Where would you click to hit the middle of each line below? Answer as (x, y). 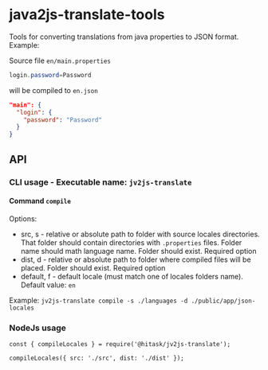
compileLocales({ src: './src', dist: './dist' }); (97, 358)
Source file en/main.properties (60, 60)
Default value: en (48, 285)
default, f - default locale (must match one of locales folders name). (132, 276)
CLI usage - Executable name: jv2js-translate (100, 182)
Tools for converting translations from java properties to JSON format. (124, 37)
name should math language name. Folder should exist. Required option (138, 251)
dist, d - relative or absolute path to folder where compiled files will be (136, 259)
